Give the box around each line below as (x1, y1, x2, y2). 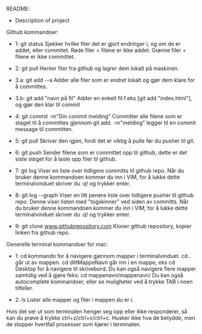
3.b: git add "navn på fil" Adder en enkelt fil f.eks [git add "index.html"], (14, 95, 192, 101)
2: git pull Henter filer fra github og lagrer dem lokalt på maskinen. (14, 65, 179, 72)
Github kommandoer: (6, 28, 59, 36)
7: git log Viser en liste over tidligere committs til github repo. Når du (14, 167, 185, 174)
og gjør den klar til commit (14, 101, 80, 108)
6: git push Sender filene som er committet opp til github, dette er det (14, 149, 188, 156)
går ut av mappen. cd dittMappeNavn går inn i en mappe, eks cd (14, 259, 175, 266)
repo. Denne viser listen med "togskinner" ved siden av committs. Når (14, 198, 189, 205)
